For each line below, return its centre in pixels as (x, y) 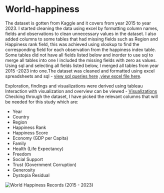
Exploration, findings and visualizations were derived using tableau (74, 85)
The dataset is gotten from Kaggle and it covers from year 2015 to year (78, 23)
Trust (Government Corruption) (44, 164)
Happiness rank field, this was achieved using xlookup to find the (72, 44)
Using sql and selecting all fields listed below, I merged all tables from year (82, 65)
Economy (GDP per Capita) (40, 138)
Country (21, 116)
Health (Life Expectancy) (38, 148)
